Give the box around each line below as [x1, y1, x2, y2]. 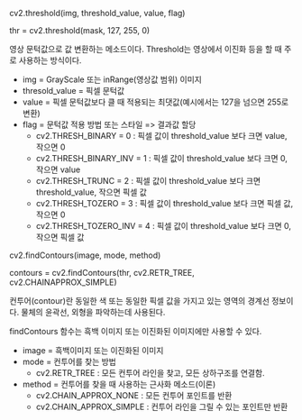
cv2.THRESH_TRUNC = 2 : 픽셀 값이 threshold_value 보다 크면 [35, 176, 261, 186]
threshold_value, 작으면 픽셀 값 [35, 187, 147, 197]
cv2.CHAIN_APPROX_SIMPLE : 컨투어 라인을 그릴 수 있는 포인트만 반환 [35, 401, 288, 412]
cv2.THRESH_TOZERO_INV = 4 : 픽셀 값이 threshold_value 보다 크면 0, [35, 221, 291, 231]
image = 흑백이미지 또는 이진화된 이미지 [22, 345, 164, 355]
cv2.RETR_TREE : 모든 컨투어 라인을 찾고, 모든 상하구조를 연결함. [35, 368, 265, 378]
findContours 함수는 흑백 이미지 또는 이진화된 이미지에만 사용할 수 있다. [9, 326, 262, 336]
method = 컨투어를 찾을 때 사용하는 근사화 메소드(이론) [22, 379, 216, 389]
